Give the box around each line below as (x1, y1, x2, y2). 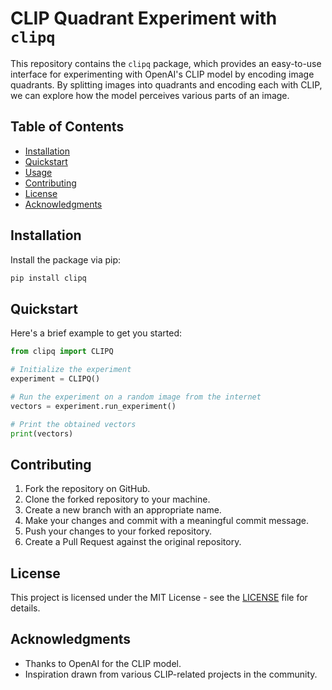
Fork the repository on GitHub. (24, 483, 151, 495)
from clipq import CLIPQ (10, 347, 114, 357)
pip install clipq (10, 273, 87, 283)
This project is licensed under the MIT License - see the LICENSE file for (10, 592, 308, 603)
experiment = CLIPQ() (10, 374, 101, 384)
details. (10, 602, 41, 614)
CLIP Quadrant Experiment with (10, 7, 278, 30)
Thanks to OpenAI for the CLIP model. (24, 657, 182, 669)
